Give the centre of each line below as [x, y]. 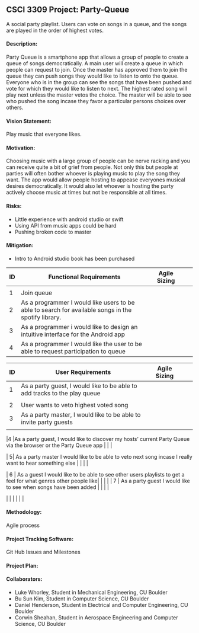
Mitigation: [20, 245]
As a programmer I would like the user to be [81, 344]
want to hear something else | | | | [47, 463]
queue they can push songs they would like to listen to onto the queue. [92, 76]
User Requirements [83, 372]
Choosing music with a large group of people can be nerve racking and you [98, 161]
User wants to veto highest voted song [75, 405]
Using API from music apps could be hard [65, 225]
